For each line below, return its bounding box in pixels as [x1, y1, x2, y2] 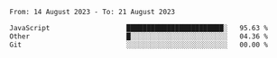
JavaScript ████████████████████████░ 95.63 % [9, 23, 269, 32]
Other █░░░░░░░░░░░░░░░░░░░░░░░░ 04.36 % [9, 31, 269, 41]
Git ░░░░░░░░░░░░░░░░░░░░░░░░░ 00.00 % [9, 40, 269, 49]
